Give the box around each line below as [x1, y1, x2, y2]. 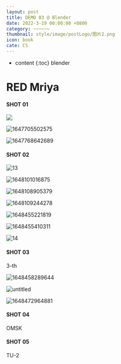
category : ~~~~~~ [6, 25, 50, 32]
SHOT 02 [6, 151, 29, 158]
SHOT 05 [6, 338, 29, 345]
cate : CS [6, 43, 28, 49]
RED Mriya [6, 80, 60, 94]
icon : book [6, 37, 34, 43]
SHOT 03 [6, 249, 30, 256]
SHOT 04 [6, 311, 30, 318]
